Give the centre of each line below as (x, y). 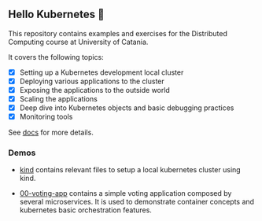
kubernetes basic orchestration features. (85, 210)
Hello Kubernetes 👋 (56, 15)
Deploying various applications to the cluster (92, 81)
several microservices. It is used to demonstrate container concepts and (137, 202)
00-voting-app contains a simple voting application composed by (125, 193)
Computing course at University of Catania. (78, 42)
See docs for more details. (51, 133)
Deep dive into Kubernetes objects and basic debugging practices (127, 108)
